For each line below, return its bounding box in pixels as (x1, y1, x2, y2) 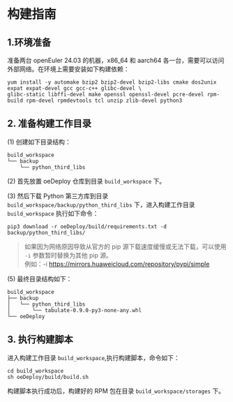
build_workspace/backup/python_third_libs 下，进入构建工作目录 (7, 200, 195, 209)
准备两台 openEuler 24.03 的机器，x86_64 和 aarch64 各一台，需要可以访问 (7, 57, 225, 64)
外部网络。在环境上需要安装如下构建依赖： (7, 65, 130, 73)
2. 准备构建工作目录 (7, 118, 92, 130)
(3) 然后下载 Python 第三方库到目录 (7, 191, 109, 200)
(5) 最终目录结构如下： (7, 274, 73, 283)
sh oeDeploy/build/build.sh (7, 373, 89, 380)
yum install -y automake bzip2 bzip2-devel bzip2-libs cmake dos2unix (7, 79, 217, 86)
